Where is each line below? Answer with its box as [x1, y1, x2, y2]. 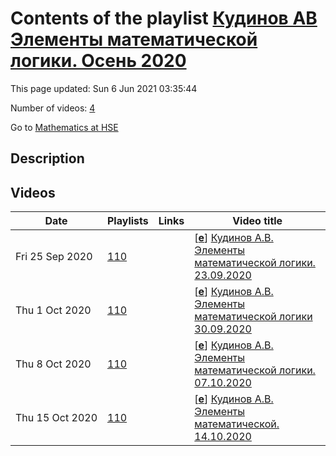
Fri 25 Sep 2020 [15, 250, 93, 264]
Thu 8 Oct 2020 [15, 357, 92, 371]
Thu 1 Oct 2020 [15, 303, 92, 317]
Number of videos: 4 [10, 102, 96, 114]
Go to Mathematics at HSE [10, 121, 119, 133]
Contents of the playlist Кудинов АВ [10, 7, 318, 30]
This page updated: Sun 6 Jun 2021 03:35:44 [10, 82, 198, 94]
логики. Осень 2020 [10, 50, 187, 72]
